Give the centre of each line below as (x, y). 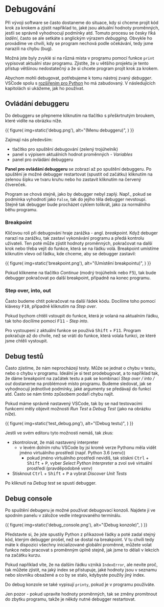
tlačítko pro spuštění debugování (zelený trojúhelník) (65, 149)
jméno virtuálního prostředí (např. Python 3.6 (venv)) (72, 453)
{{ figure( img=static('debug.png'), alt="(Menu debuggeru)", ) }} (70, 130)
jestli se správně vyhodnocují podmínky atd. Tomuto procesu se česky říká (80, 33)
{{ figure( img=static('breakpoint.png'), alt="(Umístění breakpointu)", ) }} (78, 263)
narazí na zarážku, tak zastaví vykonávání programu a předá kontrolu (75, 238)
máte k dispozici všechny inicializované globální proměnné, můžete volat (78, 544)
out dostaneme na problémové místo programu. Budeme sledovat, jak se (78, 384)
